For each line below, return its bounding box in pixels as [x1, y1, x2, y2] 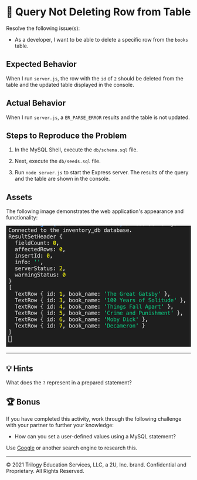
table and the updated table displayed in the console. [6, 81, 134, 88]
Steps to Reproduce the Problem [6, 130, 127, 140]
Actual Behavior [6, 98, 66, 108]
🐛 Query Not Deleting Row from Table [6, 5, 191, 19]
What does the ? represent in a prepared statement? [6, 379, 132, 386]
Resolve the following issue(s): [6, 25, 80, 32]
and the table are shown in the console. [14, 175, 110, 182]
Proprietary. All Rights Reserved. [6, 468, 84, 475]
